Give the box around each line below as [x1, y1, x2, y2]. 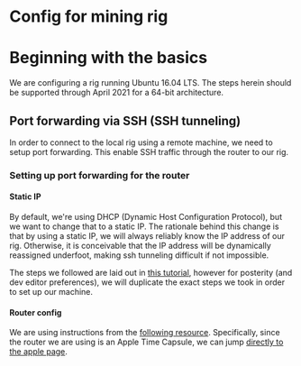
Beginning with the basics [9, 48, 208, 69]
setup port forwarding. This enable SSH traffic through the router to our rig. [9, 146, 289, 157]
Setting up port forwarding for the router [9, 169, 190, 181]
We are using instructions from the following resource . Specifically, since [9, 327, 281, 338]
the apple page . [9, 346, 68, 357]
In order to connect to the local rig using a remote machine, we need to [9, 137, 273, 148]
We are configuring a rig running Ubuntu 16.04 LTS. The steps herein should [9, 78, 292, 88]
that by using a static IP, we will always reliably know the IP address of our [9, 231, 286, 242]
